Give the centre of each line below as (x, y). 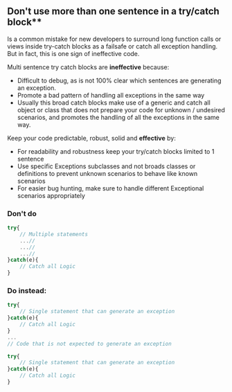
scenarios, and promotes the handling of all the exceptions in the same (118, 117)
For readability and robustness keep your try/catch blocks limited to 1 (116, 151)
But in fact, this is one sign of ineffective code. (73, 53)
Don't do (22, 213)
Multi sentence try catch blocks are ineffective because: (88, 67)
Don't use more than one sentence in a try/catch (113, 11)
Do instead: (27, 291)
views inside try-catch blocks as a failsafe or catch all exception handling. (113, 46)
